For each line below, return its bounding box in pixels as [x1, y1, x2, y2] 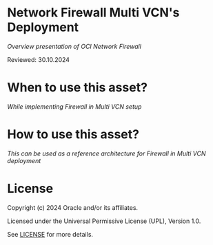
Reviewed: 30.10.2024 [7, 55, 70, 63]
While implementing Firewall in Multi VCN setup [7, 102, 142, 111]
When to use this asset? [7, 80, 148, 96]
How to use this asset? [7, 127, 140, 142]
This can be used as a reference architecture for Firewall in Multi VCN [7, 149, 206, 158]
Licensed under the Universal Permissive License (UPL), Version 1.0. [7, 217, 201, 225]
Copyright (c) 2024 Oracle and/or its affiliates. [7, 203, 139, 211]
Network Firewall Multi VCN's [7, 5, 180, 21]
